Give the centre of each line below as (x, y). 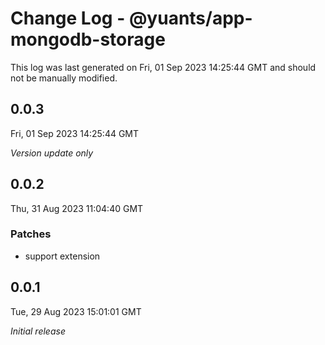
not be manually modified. (64, 78)
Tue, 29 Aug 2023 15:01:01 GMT (76, 311)
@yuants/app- (190, 18)
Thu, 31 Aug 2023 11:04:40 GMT (77, 208)
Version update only (52, 153)
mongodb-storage (88, 39)
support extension (62, 256)
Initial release (38, 331)
